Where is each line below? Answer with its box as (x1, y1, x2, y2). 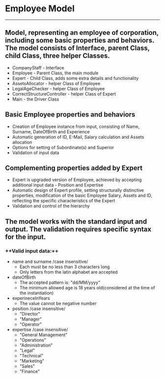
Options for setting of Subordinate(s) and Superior (12, 144, 114, 150)
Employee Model (5, 3, 75, 14)
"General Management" (19, 332, 68, 338)
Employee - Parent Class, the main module (12, 70, 99, 76)
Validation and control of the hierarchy (12, 203, 90, 209)
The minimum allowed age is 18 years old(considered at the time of (19, 285, 156, 291)
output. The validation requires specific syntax (5, 225, 151, 233)
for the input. (5, 232, 46, 241)
